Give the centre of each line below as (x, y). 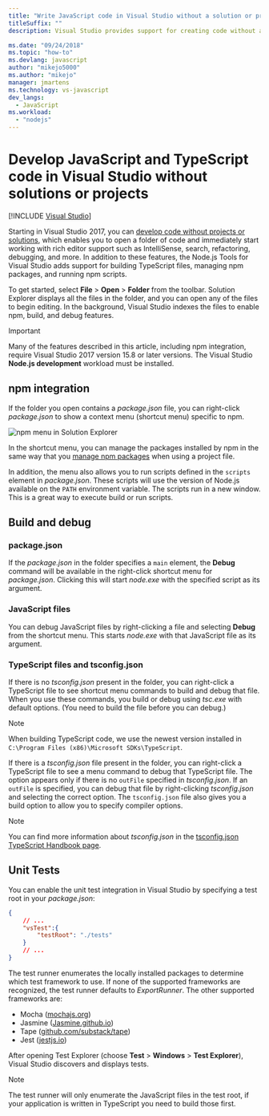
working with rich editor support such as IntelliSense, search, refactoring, (129, 248)
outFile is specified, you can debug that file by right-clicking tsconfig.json (131, 788)
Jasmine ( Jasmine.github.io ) (66, 1022)
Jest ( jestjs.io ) (43, 1040)
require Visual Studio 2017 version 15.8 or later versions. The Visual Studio (130, 355)
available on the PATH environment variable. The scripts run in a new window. (134, 489)
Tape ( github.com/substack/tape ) (75, 1031)
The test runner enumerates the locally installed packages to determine (126, 973)
